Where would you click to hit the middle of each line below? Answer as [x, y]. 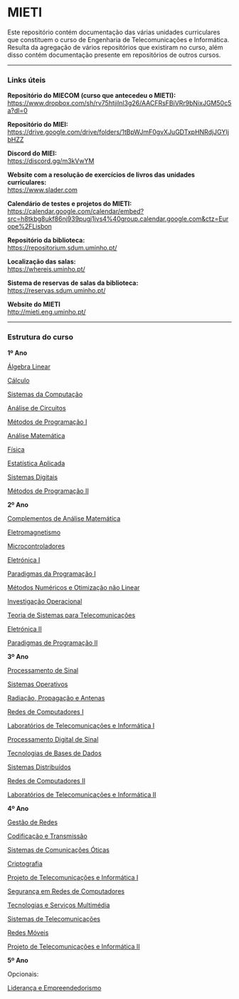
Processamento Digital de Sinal [53, 739]
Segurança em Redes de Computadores [66, 891]
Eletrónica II [25, 628]
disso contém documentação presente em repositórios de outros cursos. [114, 55]
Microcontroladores [36, 546]
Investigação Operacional [45, 601]
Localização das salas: [42, 262]
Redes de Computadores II [46, 780]
